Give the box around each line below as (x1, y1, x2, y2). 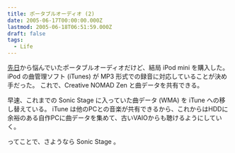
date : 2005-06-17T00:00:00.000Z (7, 17, 103, 24)
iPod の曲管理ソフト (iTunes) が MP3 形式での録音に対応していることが (7, 72, 215, 80)
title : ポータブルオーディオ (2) (7, 10, 95, 18)
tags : (7, 37, 23, 44)
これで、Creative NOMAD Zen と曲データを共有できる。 (40, 81, 204, 89)
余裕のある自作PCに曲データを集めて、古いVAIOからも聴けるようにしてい (7, 114, 222, 122)
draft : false (7, 30, 46, 37)
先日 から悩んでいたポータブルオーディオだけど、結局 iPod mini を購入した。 (7, 63, 229, 71)
